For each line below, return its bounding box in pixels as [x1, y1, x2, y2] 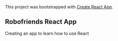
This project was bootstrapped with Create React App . [5, 4, 114, 10]
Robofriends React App [5, 18, 77, 26]
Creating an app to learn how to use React [5, 31, 89, 36]
